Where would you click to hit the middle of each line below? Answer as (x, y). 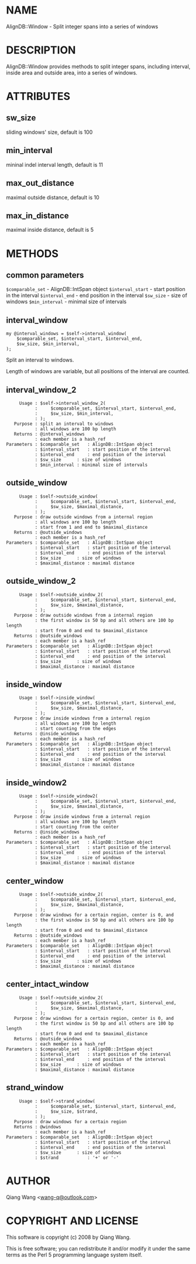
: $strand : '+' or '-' (77, 1157)
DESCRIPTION (41, 50)
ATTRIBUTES (38, 97)
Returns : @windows (37, 1127)
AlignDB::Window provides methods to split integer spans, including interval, (98, 66)
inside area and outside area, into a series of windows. (72, 72)
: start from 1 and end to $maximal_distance (91, 527)
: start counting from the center (77, 827)
